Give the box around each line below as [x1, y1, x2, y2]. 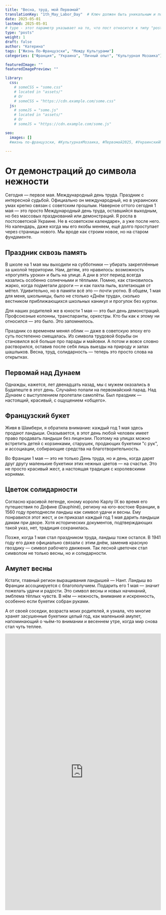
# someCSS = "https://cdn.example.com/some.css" [14, 98, 116, 104]
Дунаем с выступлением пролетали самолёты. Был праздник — [5, 392, 142, 398]
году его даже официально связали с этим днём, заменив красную [5, 540, 148, 545]
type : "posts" [5, 30, 35, 35]
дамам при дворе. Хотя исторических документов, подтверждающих [5, 519, 153, 525]
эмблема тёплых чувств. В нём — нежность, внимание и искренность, [5, 593, 156, 599]
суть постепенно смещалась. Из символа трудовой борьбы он [5, 333, 138, 339]
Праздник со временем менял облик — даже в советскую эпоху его [5, 328, 151, 334]
